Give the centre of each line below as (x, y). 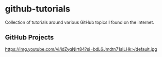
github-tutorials (38, 9)
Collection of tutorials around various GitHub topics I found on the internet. (80, 22)
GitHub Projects (30, 37)
